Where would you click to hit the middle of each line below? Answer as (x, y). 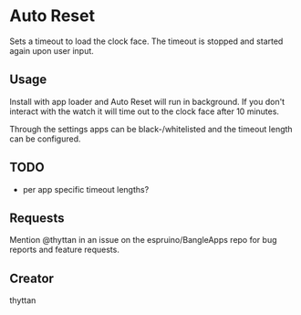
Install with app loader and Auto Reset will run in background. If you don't (147, 101)
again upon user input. (52, 50)
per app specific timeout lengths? (86, 189)
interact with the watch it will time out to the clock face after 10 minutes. (145, 111)
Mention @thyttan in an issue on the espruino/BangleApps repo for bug (143, 240)
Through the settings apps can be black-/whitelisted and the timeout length (151, 129)
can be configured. (45, 139)
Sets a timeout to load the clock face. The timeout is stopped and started (146, 41)
